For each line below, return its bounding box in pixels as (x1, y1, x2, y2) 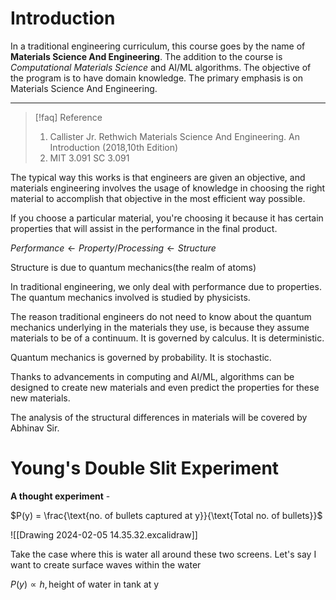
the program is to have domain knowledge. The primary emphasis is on (10, 72, 303, 84)
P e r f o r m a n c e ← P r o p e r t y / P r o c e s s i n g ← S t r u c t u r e (10, 242, 217, 254)
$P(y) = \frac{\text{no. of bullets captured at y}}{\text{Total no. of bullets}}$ (10, 509, 323, 521)
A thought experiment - (10, 490, 111, 502)
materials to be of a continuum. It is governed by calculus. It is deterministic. (10, 332, 325, 344)
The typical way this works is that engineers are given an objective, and (10, 171, 306, 183)
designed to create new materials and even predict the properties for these (10, 381, 320, 393)
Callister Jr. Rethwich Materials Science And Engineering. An (49, 130, 300, 142)
